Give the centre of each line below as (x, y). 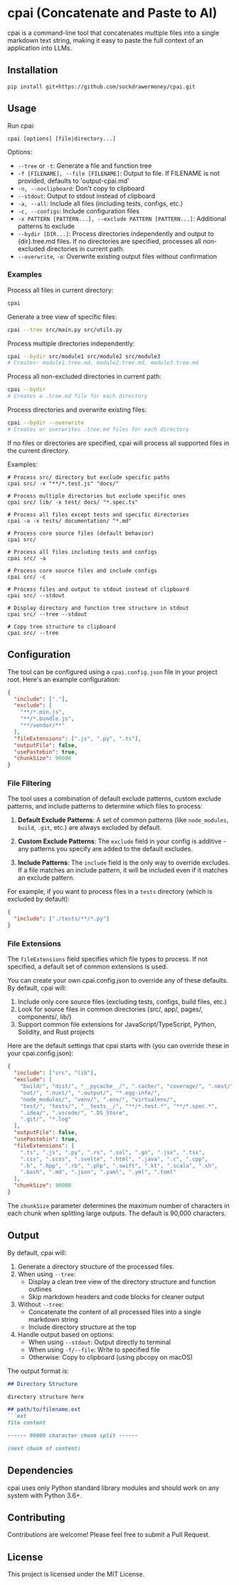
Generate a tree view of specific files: (62, 316)
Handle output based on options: (66, 1334)
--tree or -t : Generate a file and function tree (85, 166)
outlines (40, 1289)
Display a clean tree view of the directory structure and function (122, 1281)
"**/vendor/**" (43, 726)
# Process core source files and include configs (83, 570)
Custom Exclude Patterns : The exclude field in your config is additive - (122, 841)
